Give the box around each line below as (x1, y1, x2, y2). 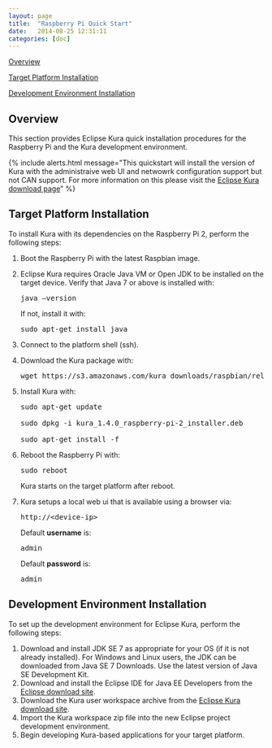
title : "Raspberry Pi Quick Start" (8, 20, 132, 28)
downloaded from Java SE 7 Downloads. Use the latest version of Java (19, 660, 258, 671)
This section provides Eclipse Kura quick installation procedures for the (8, 133, 247, 143)
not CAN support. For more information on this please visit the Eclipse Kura (8, 176, 260, 185)
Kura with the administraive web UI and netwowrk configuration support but (8, 167, 262, 176)
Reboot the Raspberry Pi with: (19, 450, 120, 459)
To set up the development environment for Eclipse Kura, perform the (8, 619, 241, 628)
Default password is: (19, 559, 91, 568)
